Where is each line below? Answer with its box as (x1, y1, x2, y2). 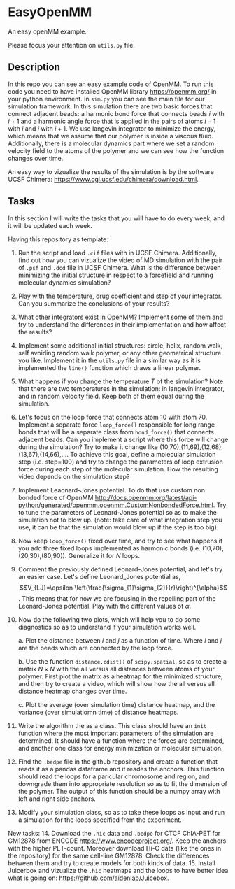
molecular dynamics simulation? (17, 278, 111, 287)
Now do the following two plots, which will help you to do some (17, 615, 201, 623)
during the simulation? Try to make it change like (17, 442, 158, 451)
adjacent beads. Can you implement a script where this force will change (17, 435, 229, 443)
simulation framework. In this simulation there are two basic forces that (8, 102, 213, 111)
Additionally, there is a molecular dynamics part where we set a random (8, 139, 215, 148)
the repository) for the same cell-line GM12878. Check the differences (8, 851, 210, 860)
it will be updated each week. (8, 221, 93, 229)
